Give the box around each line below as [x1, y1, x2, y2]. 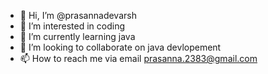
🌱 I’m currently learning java [19, 31, 136, 42]
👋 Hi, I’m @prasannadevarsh [19, 10, 137, 21]
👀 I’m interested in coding [19, 20, 126, 32]
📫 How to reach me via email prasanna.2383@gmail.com [19, 53, 258, 64]
